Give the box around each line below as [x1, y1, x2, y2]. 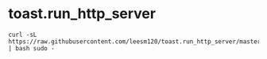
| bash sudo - [8, 44, 56, 52]
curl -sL [8, 31, 37, 39]
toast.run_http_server [8, 5, 157, 23]
